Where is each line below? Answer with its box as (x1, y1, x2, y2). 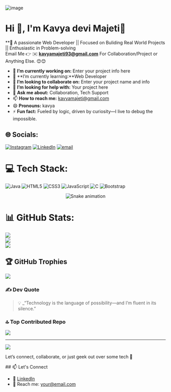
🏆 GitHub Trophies (5, 257, 68, 266)
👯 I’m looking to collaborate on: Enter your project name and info (12, 79, 150, 85)
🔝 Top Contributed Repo (5, 318, 66, 325)
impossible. (12, 115, 37, 122)
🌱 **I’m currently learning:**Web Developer (12, 73, 107, 79)
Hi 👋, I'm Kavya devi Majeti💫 (5, 23, 126, 34)
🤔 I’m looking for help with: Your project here (12, 84, 108, 90)
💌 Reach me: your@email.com (12, 381, 76, 387)
